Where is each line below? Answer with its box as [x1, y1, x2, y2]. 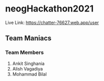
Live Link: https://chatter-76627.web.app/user [5, 19, 99, 25]
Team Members [5, 49, 44, 56]
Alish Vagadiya [12, 65, 43, 71]
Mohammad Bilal [12, 71, 47, 77]
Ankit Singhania [12, 60, 45, 66]
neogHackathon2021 [5, 3, 94, 14]
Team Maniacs [5, 34, 52, 42]
